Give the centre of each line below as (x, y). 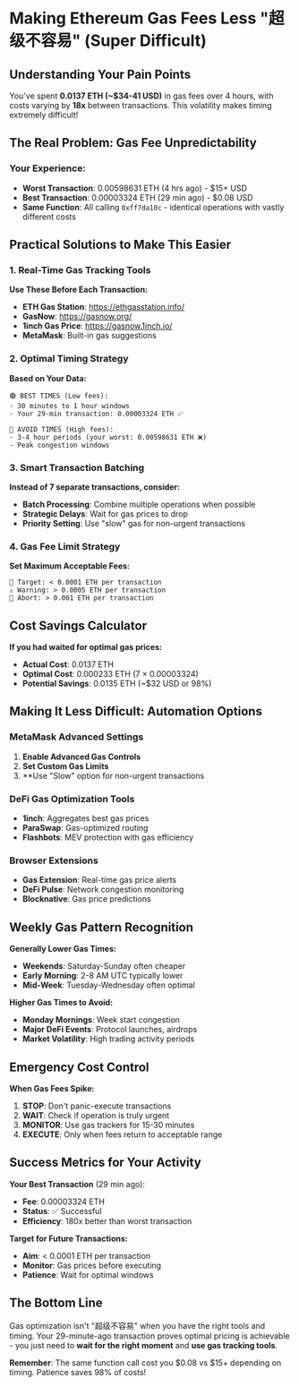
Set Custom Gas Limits (65, 766)
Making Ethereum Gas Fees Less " (139, 18)
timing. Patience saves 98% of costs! (78, 1372)
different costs (49, 217)
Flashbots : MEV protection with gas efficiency (108, 837)
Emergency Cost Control (79, 1067)
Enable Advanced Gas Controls (81, 757)
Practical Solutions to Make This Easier (120, 245)
